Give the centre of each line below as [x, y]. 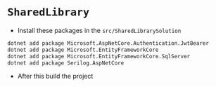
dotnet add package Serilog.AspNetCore [66, 63]
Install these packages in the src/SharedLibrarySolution [99, 30]
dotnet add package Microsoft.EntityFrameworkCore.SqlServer [99, 56]
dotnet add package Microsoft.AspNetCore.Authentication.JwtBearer [108, 43]
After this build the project [55, 76]
